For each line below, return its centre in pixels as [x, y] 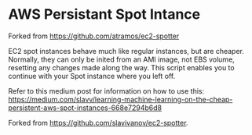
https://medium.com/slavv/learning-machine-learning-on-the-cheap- [121, 99]
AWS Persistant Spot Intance [104, 14]
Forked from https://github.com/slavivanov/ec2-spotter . [98, 123]
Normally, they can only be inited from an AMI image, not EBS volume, [122, 59]
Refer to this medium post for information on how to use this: [106, 91]
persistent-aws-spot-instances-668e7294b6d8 [85, 108]
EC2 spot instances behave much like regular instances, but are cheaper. [126, 51]
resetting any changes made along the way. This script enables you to [121, 67]
